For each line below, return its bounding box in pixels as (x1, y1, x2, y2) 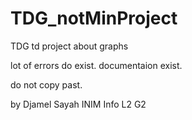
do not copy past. (10, 78, 83, 91)
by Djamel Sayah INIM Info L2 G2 (10, 98, 147, 110)
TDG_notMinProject (10, 7, 178, 30)
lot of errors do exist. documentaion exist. (10, 59, 183, 71)
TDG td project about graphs (10, 40, 129, 52)
